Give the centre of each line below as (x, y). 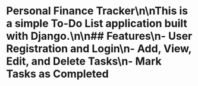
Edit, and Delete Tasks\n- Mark (84, 61)
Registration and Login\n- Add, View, (99, 49)
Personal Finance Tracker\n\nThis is (97, 11)
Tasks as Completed (57, 74)
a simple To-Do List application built (97, 23)
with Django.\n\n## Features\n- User (99, 36)
